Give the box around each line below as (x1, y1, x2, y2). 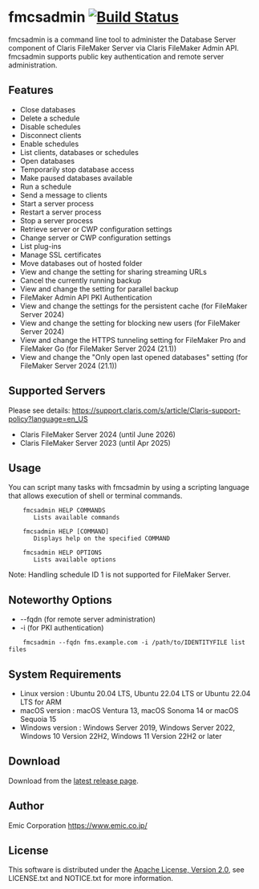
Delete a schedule (19, 113, 80, 123)
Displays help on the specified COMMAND (33, 535, 171, 543)
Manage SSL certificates (19, 250, 102, 259)
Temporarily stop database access (19, 165, 135, 174)
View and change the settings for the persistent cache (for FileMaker (19, 301, 248, 311)
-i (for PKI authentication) (19, 623, 104, 633)
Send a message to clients (19, 190, 108, 200)
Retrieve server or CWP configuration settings (19, 224, 172, 234)
